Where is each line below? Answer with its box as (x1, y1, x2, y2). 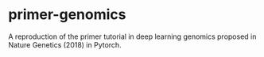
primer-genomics (8, 6, 126, 24)
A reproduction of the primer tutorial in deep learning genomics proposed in (8, 32, 257, 41)
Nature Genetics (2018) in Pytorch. (8, 40, 122, 49)
